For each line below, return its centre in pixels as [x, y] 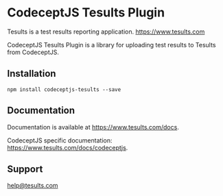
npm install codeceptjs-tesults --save [64, 89]
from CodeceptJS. [33, 52]
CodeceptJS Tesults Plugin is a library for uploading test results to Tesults [111, 45]
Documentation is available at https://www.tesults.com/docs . [93, 127]
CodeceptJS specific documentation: [60, 140]
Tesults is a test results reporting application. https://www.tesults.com [106, 32]
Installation [32, 74]
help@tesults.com [33, 186]
